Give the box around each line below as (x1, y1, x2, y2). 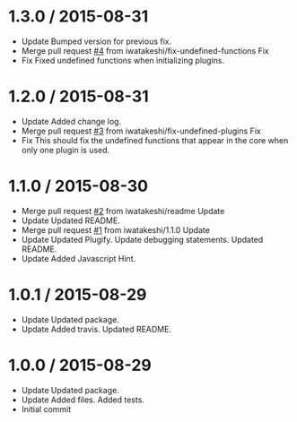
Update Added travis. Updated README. (21, 323, 172, 334)
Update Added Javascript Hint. (21, 253, 136, 263)
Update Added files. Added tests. (21, 394, 145, 405)
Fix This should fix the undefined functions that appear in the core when (21, 134, 289, 145)
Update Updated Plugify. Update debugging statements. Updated (21, 234, 264, 245)
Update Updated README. (21, 215, 120, 226)
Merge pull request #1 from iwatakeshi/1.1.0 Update (21, 224, 210, 235)
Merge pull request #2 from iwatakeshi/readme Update (21, 205, 225, 216)
